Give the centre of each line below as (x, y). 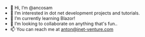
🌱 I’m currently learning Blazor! (43, 18)
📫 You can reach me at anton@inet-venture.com (62, 29)
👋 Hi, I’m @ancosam (31, 8)
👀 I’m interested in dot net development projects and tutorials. (75, 13)
